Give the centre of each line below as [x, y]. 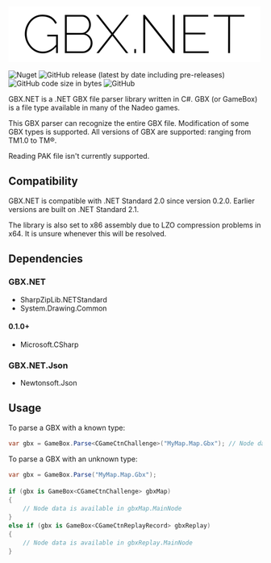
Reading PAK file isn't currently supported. [79, 156]
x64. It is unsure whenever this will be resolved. [88, 233]
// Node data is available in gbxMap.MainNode [102, 509]
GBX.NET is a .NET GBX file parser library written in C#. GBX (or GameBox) [133, 99]
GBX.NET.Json [38, 365]
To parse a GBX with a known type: [67, 427]
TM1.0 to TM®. [33, 140]
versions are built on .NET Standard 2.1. [74, 209]
